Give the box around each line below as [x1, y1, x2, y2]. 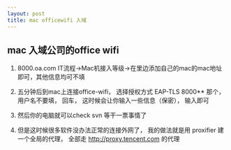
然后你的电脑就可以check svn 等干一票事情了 [17, 111, 147, 119]
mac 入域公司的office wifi [7, 44, 119, 56]
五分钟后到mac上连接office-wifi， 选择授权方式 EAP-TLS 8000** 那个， [17, 88, 225, 96]
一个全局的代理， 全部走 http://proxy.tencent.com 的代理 [17, 135, 180, 143]
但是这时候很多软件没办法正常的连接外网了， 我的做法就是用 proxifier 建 [17, 126, 225, 135]
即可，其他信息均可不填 [17, 73, 85, 81]
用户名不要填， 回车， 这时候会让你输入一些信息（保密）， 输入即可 [17, 96, 209, 105]
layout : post [7, 10, 45, 17]
